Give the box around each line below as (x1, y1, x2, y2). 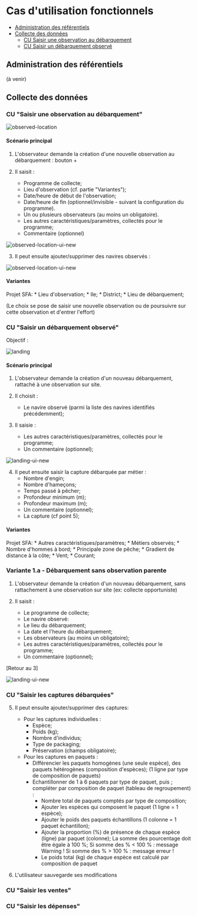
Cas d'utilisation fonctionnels (6, 4, 154, 18)
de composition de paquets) (32, 772, 101, 779)
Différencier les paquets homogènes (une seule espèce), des (32, 759, 181, 766)
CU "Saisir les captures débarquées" (6, 690, 114, 699)
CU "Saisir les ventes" (6, 886, 72, 895)
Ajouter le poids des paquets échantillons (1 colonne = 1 (41, 816, 177, 823)
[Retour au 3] (6, 664, 38, 671)
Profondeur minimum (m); (23, 493, 87, 501)
